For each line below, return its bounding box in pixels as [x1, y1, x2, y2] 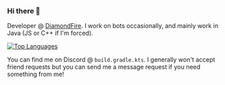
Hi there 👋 [7, 6, 41, 16]
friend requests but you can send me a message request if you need [7, 63, 201, 71]
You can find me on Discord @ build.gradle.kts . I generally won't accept [7, 56, 215, 64]
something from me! [7, 70, 64, 78]
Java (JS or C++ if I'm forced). [7, 29, 94, 37]
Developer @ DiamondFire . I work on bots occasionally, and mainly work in [7, 22, 219, 30]
